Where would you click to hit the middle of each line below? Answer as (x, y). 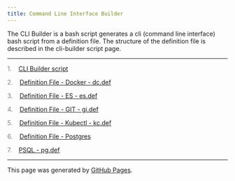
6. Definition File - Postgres (49, 136)
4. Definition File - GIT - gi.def (53, 109)
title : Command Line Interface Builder (65, 14)
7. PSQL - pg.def (34, 150)
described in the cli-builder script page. (64, 48)
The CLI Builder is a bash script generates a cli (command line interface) (111, 34)
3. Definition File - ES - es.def (52, 96)
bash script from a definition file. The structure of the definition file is (107, 41)
